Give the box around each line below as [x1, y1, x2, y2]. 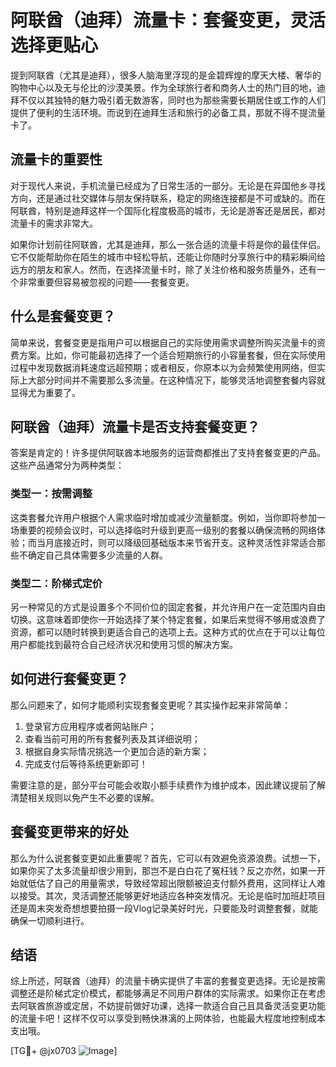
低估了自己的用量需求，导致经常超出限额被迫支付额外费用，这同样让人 [27, 877, 317, 889]
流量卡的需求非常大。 [10, 217, 98, 229]
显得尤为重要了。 [10, 386, 81, 398]
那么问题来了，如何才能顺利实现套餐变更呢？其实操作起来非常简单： [10, 699, 291, 711]
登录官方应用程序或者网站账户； [24, 720, 157, 732]
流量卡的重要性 [10, 151, 103, 168]
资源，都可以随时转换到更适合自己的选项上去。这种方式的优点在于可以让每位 [10, 626, 326, 638]
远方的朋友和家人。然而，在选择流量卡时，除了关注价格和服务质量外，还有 [10, 263, 317, 275]
